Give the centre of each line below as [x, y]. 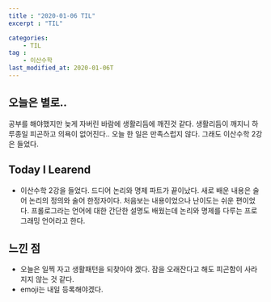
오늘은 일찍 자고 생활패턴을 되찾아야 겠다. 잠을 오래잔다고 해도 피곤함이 [131, 269]
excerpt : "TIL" [36, 23]
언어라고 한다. [64, 220]
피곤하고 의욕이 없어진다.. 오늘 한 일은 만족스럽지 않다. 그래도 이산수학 [140, 133]
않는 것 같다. [55, 279]
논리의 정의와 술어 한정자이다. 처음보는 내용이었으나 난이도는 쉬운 [131, 200]
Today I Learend [50, 170]
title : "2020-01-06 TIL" [52, 16]
